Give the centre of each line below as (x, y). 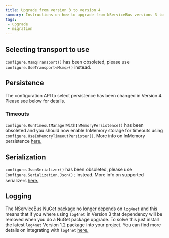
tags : (11, 19)
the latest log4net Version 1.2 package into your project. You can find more (83, 225)
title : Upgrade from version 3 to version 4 (53, 10)
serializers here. (22, 180)
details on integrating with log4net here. (47, 230)
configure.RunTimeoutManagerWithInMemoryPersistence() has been (74, 125)
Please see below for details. (35, 101)
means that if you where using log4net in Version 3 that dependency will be (84, 214)
